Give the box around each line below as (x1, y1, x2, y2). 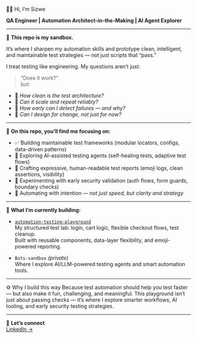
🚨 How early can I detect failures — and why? (14, 105, 126, 111)
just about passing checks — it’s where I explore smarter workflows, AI (6, 296, 178, 303)
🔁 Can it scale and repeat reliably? (14, 98, 98, 105)
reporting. (37, 243, 62, 250)
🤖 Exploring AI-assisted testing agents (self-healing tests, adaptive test (14, 152, 186, 159)
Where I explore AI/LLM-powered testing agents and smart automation (14, 261, 186, 267)
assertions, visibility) (14, 171, 64, 178)
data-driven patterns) (14, 146, 67, 153)
